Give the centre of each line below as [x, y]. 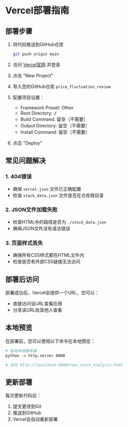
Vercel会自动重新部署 [35, 419]
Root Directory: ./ [38, 113]
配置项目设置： [28, 97]
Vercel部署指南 [37, 11]
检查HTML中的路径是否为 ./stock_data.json [59, 222]
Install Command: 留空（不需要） [55, 132]
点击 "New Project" [33, 76]
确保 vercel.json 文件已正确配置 [47, 189]
